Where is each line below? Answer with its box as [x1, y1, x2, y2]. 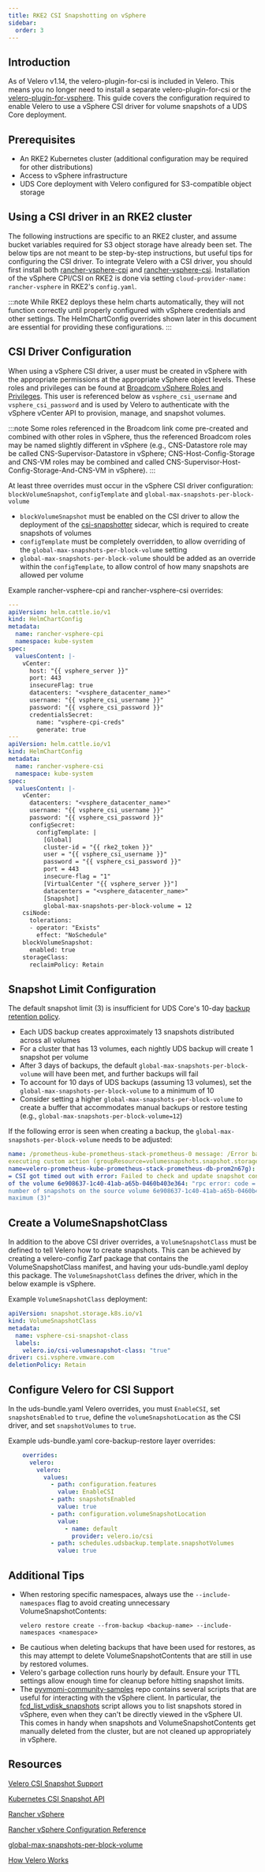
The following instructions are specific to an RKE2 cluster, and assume [8, 231, 237, 241]
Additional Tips [8, 1569, 85, 1582]
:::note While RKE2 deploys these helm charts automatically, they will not [8, 297, 244, 307]
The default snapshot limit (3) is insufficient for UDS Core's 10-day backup [8, 1004, 251, 1013]
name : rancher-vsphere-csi [15, 762, 104, 770]
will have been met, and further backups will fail [43, 1069, 199, 1079]
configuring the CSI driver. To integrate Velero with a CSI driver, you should [8, 256, 252, 266]
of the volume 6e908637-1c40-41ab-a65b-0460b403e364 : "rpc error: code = [8, 1179, 256, 1188]
